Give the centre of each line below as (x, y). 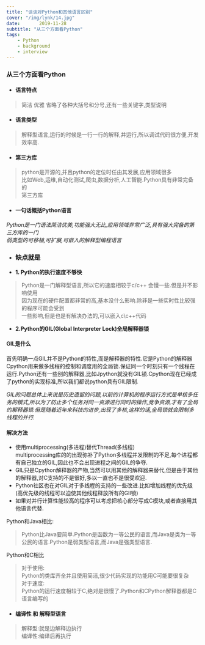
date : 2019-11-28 (37, 23)
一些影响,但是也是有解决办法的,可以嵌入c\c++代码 (84, 315)
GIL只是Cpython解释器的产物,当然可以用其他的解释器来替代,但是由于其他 (106, 470)
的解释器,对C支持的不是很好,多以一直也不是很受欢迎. (81, 478)
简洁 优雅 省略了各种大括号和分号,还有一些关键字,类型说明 (94, 105)
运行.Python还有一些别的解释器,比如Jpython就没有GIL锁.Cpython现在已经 (99, 374)
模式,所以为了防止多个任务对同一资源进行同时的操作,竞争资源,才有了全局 (107, 402)
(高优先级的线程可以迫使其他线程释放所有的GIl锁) (77, 493)
